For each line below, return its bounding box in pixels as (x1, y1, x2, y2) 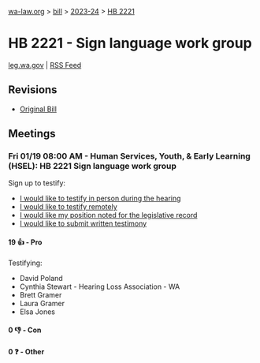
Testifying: (8, 258, 43, 268)
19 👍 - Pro (8, 238, 43, 247)
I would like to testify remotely (19, 202, 118, 211)
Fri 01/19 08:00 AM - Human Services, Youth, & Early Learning (8, 151, 251, 162)
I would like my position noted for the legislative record (19, 211, 198, 220)
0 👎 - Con (8, 325, 42, 335)
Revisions (8, 83, 58, 97)
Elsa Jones (19, 307, 55, 316)
